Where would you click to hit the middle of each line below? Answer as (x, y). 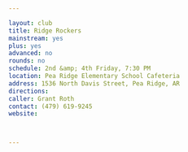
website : (23, 114)
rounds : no (27, 61)
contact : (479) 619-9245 (50, 106)
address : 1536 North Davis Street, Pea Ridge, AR (94, 83)
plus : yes (25, 46)
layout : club (31, 23)
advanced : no (31, 54)
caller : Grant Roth (42, 98)
